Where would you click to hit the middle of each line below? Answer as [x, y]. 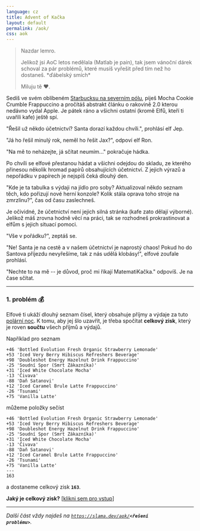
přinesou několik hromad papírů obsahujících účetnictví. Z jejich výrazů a [96, 170]
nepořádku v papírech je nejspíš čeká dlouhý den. [67, 176]
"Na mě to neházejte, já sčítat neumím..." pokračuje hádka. [78, 152]
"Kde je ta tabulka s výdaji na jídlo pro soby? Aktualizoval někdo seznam [94, 188]
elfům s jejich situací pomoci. [42, 225]
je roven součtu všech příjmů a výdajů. [54, 327]
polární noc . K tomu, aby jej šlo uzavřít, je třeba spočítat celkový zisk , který [99, 321]
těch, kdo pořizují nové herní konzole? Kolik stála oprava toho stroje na [93, 194]
